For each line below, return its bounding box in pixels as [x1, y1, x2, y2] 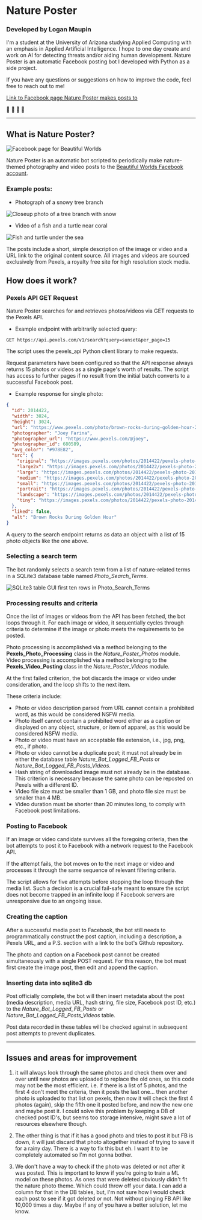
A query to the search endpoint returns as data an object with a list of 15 [6, 530, 185, 538]
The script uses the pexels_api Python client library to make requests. [6, 348, 179, 355]
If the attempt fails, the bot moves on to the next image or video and [6, 860, 174, 868]
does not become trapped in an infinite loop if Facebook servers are [6, 891, 175, 898]
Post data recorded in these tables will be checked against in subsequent [6, 1023, 188, 1031]
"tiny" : [17, 497, 36, 504]
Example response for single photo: [14, 390, 103, 398]
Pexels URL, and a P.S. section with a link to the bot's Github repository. [6, 939, 184, 946]
